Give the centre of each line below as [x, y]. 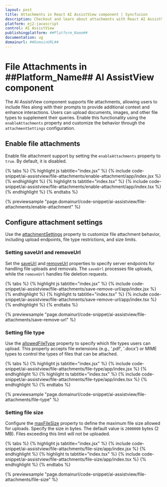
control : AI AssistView [30, 28]
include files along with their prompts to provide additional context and [78, 107]
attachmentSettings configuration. [40, 128]
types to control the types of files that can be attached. [62, 354]
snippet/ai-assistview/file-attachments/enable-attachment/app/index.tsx [80, 187]
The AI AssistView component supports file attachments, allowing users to [81, 101]
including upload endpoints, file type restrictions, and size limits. [71, 240]
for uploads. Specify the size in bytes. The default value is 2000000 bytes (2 [82, 429]
